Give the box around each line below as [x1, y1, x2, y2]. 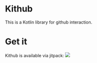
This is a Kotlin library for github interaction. [5, 19, 93, 25]
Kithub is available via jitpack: [5, 52, 65, 58]
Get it [5, 36, 28, 47]
